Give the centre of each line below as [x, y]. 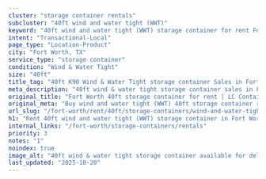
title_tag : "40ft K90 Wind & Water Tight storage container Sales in [125, 82]
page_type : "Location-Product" [60, 45]
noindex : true [32, 148]
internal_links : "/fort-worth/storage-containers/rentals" [108, 126]
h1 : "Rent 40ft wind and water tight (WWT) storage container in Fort [127, 119]
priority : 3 [28, 133]
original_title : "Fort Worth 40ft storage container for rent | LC [122, 97]
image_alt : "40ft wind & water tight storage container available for [127, 155]
